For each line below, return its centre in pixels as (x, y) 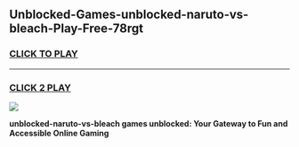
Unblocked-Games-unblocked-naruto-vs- (129, 15)
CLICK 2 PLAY (40, 87)
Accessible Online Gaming (59, 133)
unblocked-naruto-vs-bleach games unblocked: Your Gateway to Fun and (149, 123)
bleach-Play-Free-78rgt (77, 29)
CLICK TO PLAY (44, 54)
